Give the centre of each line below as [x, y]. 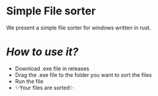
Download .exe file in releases [52, 68]
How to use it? [42, 52]
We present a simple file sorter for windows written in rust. [79, 28]
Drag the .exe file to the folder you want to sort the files [83, 75]
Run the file [29, 81]
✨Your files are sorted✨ [44, 88]
